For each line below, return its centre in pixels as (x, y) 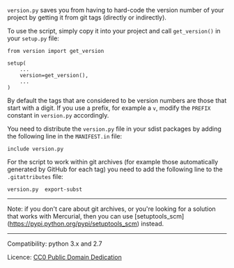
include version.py (36, 149)
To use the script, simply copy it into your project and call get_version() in (114, 31)
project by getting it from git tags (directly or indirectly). (87, 17)
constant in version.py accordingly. (58, 115)
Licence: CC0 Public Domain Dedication (64, 257)
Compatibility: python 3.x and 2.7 (55, 244)
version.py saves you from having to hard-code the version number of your (116, 10)
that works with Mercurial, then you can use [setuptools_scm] (96, 216)
